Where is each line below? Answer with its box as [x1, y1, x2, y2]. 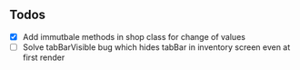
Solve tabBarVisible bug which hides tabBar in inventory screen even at [22, 41, 291, 53]
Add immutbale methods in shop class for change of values [22, 31, 245, 42]
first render [22, 52, 65, 63]
